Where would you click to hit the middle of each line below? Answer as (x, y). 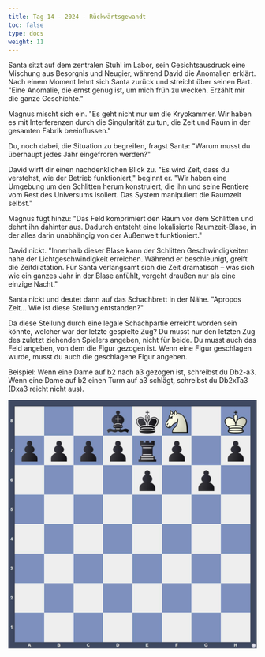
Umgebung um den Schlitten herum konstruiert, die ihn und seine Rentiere (129, 186)
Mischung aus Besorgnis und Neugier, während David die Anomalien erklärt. (132, 73)
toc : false (26, 25)
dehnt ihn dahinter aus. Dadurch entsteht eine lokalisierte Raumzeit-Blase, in (132, 227)
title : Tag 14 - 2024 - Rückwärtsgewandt (77, 17)
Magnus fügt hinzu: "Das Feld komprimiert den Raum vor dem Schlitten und (131, 219)
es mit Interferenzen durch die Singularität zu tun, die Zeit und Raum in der (129, 122)
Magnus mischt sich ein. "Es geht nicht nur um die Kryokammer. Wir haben (130, 114)
